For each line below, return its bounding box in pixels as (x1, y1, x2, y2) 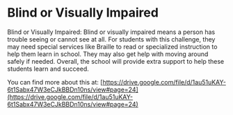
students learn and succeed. (7, 64, 89, 73)
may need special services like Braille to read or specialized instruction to (7, 42, 218, 51)
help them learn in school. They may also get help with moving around (7, 50, 209, 58)
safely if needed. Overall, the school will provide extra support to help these (7, 57, 225, 65)
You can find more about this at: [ (7, 78, 103, 86)
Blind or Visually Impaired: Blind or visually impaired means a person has (7, 28, 216, 36)
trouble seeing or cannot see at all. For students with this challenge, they (7, 35, 216, 43)
